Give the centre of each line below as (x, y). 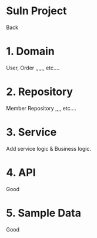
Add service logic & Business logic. (48, 148)
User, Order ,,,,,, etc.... (33, 68)
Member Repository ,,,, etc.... (41, 108)
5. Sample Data (44, 213)
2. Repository (40, 92)
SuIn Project (36, 11)
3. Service (31, 132)
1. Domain (30, 51)
